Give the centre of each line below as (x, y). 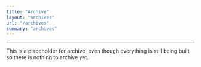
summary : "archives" (32, 28)
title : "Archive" (28, 12)
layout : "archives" (31, 17)
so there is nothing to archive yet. (47, 57)
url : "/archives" (28, 23)
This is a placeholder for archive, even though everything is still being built (98, 51)
